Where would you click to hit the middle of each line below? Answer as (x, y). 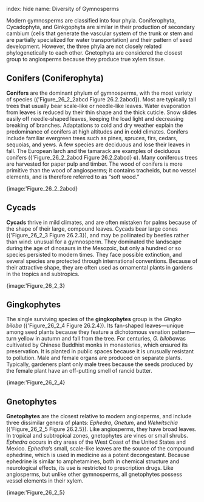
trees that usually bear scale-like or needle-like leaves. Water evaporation (99, 106)
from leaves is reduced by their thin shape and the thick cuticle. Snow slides (102, 112)
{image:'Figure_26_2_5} (36, 493)
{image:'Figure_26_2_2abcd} (42, 188)
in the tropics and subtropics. (43, 274)
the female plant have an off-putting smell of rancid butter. (80, 371)
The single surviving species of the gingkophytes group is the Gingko (94, 319)
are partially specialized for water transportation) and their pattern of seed (99, 40)
